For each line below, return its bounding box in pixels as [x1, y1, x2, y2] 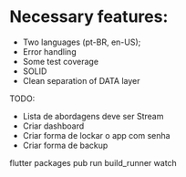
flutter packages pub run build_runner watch [9, 157, 178, 168]
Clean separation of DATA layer [22, 75, 140, 86]
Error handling [22, 46, 77, 57]
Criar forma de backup [22, 140, 108, 151]
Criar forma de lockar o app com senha [22, 130, 170, 141]
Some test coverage [22, 56, 98, 67]
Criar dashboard [22, 120, 85, 131]
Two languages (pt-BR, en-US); [22, 36, 141, 47]
